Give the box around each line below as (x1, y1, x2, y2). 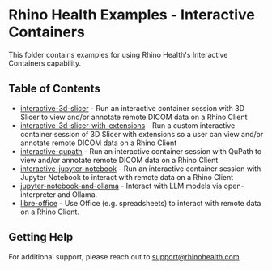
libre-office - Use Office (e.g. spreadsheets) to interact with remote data (19, 198, 261, 208)
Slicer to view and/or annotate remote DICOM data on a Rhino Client (19, 112, 248, 122)
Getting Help (8, 230, 74, 244)
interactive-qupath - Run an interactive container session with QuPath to (19, 146, 262, 156)
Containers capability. (8, 58, 82, 68)
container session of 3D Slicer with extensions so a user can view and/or (19, 129, 264, 139)
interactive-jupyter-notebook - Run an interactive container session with (19, 164, 261, 174)
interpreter (19, 189, 57, 199)
